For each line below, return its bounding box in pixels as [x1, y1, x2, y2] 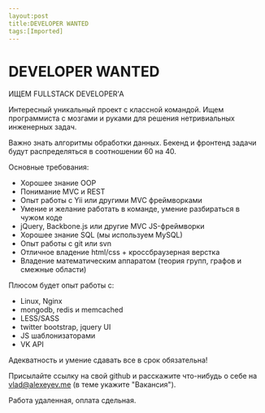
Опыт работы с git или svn [20, 239, 112, 248]
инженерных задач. [8, 122, 77, 132]
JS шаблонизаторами [20, 331, 96, 341]
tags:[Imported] [8, 27, 63, 35]
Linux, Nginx [20, 297, 63, 306]
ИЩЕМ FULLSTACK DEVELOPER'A [8, 89, 124, 99]
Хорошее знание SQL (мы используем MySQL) [20, 230, 183, 240]
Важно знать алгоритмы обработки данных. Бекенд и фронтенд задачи [8, 138, 257, 147]
